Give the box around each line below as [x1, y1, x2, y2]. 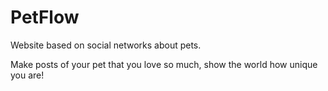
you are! [10, 69, 45, 81]
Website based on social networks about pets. [10, 39, 202, 51]
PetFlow [10, 6, 80, 29]
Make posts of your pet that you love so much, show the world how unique [10, 58, 318, 70]
